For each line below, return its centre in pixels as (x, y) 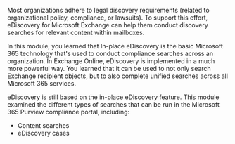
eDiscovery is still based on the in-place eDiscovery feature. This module (113, 97)
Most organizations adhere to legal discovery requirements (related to (108, 10)
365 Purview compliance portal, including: (69, 112)
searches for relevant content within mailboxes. (76, 32)
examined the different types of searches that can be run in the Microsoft (114, 104)
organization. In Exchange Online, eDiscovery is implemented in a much (111, 61)
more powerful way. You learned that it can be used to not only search (109, 68)
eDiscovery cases (43, 133)
